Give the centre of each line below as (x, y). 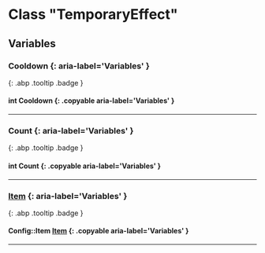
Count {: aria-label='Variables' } (71, 131)
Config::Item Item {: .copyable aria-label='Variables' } (99, 231)
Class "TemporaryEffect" (93, 15)
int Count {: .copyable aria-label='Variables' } (85, 166)
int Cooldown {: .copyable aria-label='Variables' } (91, 101)
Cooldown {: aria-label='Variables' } (79, 66)
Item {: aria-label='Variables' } (68, 196)
